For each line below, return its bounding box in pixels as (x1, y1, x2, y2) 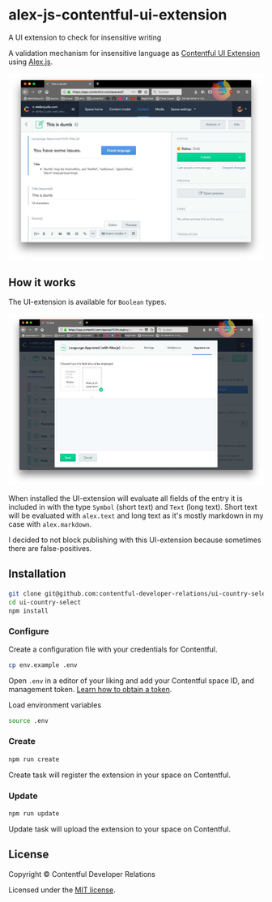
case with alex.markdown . (8, 519, 92, 528)
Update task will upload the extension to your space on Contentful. (8, 824, 231, 834)
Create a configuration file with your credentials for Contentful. (8, 644, 218, 654)
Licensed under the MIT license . (8, 885, 116, 895)
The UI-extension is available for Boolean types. (8, 297, 168, 307)
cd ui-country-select (8, 598, 82, 606)
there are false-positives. (8, 543, 92, 553)
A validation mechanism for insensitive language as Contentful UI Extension (8, 48, 261, 58)
